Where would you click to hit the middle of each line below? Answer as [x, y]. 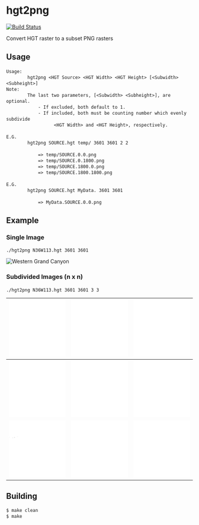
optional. [18, 101]
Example [23, 221]
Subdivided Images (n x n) [44, 277]
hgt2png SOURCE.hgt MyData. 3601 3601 [75, 190]
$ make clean [22, 511]
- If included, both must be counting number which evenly [112, 113]
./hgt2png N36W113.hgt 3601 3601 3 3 [53, 290]
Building [22, 496]
